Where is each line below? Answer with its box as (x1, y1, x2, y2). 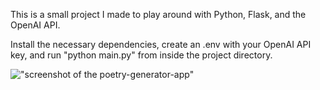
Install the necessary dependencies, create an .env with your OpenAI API (10, 39, 312, 50)
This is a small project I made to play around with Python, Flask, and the (10, 9, 307, 20)
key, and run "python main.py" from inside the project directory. (10, 49, 273, 61)
